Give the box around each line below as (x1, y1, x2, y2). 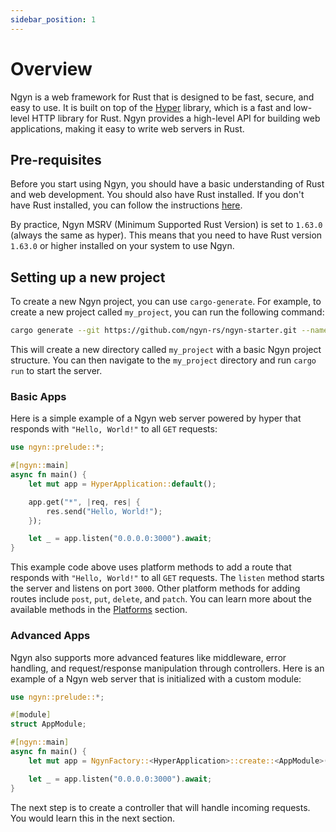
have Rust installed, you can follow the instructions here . (10, 199, 243, 211)
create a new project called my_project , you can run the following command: (10, 306, 325, 318)
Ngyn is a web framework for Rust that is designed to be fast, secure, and (10, 91, 315, 103)
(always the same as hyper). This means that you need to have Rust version (10, 229, 323, 241)
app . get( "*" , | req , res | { (28, 497, 141, 507)
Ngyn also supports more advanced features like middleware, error (10, 651, 287, 663)
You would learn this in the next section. (10, 812, 175, 824)
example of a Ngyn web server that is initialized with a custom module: (10, 672, 302, 685)
